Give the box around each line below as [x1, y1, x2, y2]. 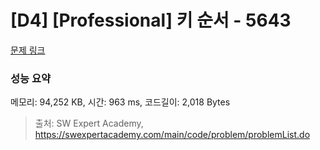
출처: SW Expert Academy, [34, 117, 144, 130]
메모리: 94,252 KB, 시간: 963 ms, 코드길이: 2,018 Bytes [10, 96, 231, 108]
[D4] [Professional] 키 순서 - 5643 [10, 9, 292, 32]
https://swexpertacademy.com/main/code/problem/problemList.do [34, 129, 311, 141]
